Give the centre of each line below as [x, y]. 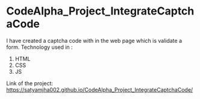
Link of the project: [30, 83]
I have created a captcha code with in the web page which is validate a [94, 40]
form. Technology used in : [40, 47]
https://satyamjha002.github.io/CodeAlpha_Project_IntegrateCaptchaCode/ [100, 89]
